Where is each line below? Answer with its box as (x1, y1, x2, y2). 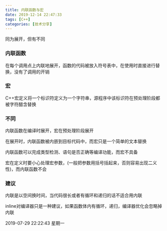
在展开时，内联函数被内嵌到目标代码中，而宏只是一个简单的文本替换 (5, 138, 147, 145)
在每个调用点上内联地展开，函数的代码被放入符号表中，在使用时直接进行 (5, 62, 155, 68)
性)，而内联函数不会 (5, 166, 47, 172)
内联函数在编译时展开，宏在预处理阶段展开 (5, 127, 94, 134)
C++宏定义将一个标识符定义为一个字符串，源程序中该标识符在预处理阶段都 (5, 95, 160, 101)
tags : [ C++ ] (5, 17, 30, 22)
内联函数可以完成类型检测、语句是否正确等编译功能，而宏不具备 (5, 149, 138, 155)
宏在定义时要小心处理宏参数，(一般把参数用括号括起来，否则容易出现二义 (5, 160, 157, 166)
